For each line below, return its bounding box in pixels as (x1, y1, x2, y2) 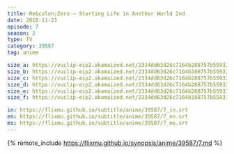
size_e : (7, 88, 30, 95)
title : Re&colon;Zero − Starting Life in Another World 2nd (7, 10, 186, 17)
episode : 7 (7, 23, 39, 30)
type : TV (7, 36, 33, 43)
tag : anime (7, 49, 39, 56)
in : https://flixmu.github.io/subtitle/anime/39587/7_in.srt (7, 107, 189, 114)
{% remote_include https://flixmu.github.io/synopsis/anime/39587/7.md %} (7, 139, 223, 147)
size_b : (7, 68, 30, 75)
